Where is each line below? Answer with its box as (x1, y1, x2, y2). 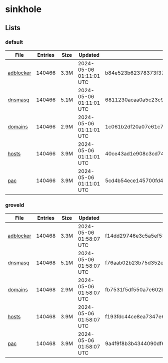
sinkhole (5, 4, 41, 15)
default (5, 39, 23, 46)
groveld (5, 202, 24, 209)
